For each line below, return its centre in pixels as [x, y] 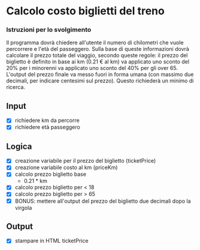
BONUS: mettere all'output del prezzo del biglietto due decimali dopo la [103, 201]
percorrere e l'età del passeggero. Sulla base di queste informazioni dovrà [98, 49]
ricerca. [16, 87]
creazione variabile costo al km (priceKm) [66, 167]
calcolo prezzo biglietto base [51, 174]
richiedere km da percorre [47, 120]
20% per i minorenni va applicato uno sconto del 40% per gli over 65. [92, 68]
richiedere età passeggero [48, 127]
